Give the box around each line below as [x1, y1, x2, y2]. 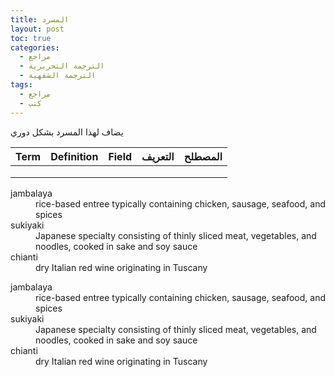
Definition [50, 149, 99, 163]
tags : [10, 80, 33, 90]
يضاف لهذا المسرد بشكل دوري [10, 126, 124, 138]
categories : [10, 42, 60, 53]
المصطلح [183, 149, 223, 163]
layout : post [10, 24, 65, 34]
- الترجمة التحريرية [19, 61, 105, 71]
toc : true [10, 33, 52, 43]
